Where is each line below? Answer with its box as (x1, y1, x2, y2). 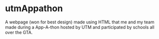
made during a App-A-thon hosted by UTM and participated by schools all (5, 24, 155, 30)
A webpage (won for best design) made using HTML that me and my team (5, 19, 155, 25)
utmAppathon (5, 3, 63, 14)
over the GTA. (5, 29, 33, 35)
